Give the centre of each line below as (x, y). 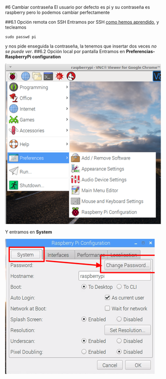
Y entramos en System (29, 232)
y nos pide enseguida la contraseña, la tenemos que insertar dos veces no (81, 46)
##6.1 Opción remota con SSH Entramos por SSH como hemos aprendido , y (82, 22)
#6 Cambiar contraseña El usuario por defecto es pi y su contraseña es (78, 7)
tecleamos (16, 27)
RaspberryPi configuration (33, 57)
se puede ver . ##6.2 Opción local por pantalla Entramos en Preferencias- (80, 51)
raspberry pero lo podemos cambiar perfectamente (58, 12)
